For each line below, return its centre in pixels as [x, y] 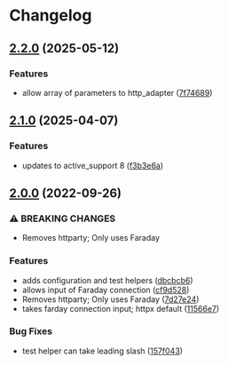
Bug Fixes [31, 331]
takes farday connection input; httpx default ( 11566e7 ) [121, 308]
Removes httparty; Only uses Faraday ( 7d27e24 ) [110, 299]
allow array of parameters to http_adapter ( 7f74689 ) [117, 92]
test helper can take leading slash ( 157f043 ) [102, 351]
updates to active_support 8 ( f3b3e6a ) [93, 165]
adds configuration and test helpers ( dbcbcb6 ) [107, 280]
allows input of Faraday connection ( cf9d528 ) [106, 290]
